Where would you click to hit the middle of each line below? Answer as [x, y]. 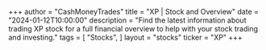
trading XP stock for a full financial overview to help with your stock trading [133, 29]
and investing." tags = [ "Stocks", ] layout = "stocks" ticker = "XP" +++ [126, 37]
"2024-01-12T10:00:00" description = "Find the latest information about [127, 20]
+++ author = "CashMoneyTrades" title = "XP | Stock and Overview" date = [134, 12]
